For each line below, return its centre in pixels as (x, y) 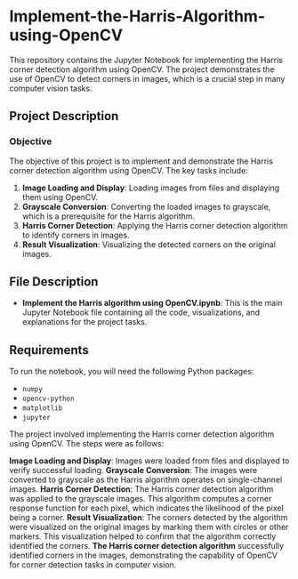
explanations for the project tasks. (85, 322)
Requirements (49, 350)
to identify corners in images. (76, 235)
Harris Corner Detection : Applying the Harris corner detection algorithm (155, 225)
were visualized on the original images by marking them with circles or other (149, 527)
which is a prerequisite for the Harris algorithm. (109, 216)
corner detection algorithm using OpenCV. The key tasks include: (129, 170)
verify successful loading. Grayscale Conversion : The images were (133, 470)
